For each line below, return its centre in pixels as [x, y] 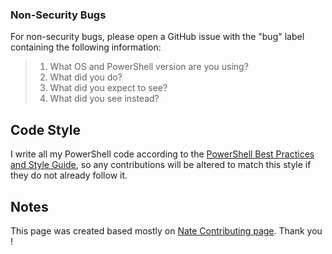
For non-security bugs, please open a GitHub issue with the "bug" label [157, 37]
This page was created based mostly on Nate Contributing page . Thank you [166, 230]
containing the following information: [86, 47]
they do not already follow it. [69, 175]
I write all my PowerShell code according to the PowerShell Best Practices [162, 154]
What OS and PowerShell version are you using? [149, 67]
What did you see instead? [104, 99]
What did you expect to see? [108, 88]
